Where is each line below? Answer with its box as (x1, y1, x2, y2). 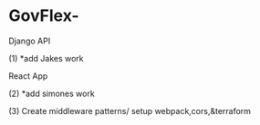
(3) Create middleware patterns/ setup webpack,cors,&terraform (8, 105, 252, 116)
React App (8, 70, 48, 82)
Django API (8, 35, 51, 46)
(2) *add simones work (8, 88, 95, 99)
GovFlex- (8, 5, 79, 26)
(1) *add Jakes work (8, 53, 84, 63)
